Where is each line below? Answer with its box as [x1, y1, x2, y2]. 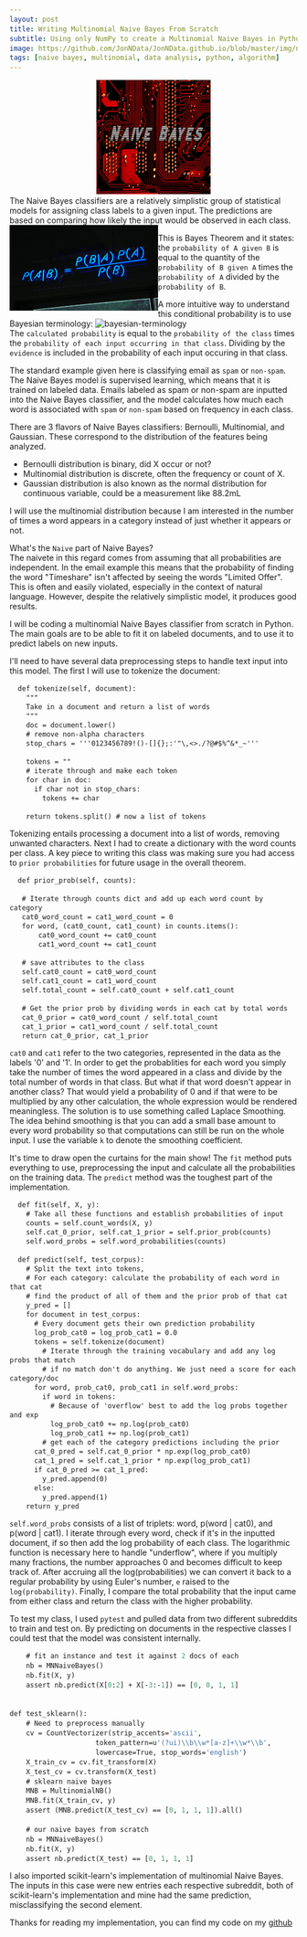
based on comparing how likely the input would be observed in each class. [9, 215, 291, 226]
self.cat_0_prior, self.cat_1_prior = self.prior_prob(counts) [26, 1228, 272, 1237]
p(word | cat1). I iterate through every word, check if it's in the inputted [9, 1528, 276, 1539]
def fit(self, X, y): [17, 1201, 101, 1210]
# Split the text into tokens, [26, 1265, 145, 1274]
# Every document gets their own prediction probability [33, 1319, 256, 1328]
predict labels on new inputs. [9, 638, 119, 649]
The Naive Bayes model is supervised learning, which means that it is [9, 375, 271, 386]
